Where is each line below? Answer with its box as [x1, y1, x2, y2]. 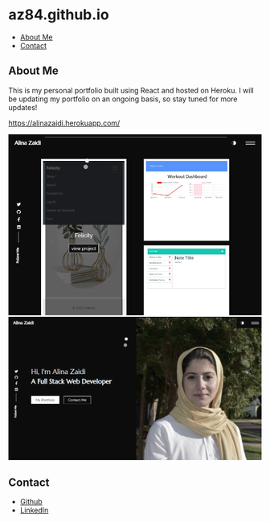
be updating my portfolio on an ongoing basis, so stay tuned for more [8, 94, 239, 104]
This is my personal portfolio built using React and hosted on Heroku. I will [8, 85, 255, 95]
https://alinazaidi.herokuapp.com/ [8, 118, 121, 128]
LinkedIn [19, 505, 49, 516]
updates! [8, 102, 38, 112]
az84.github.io [8, 6, 110, 24]
